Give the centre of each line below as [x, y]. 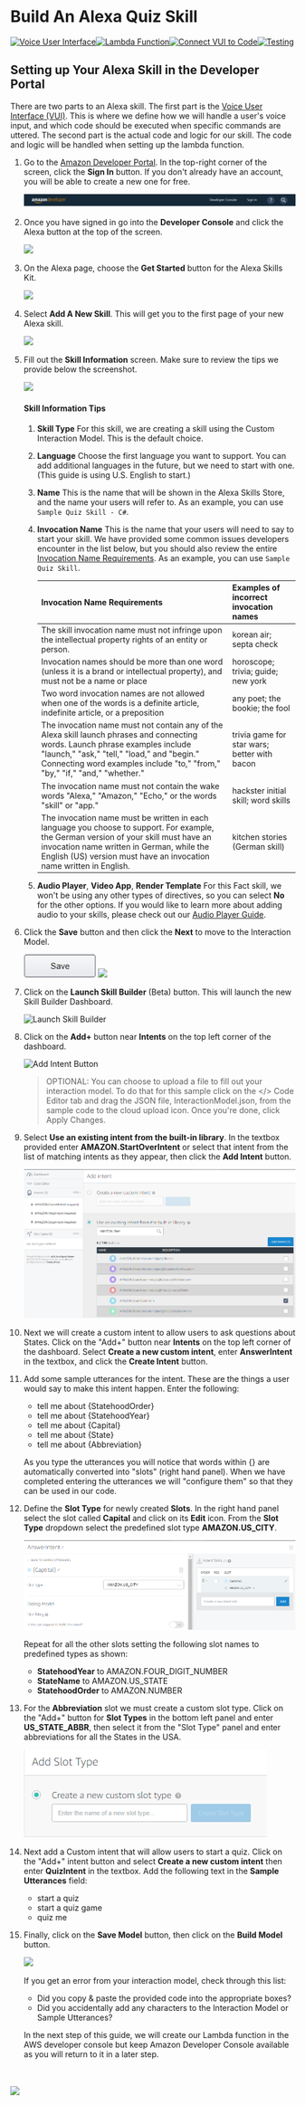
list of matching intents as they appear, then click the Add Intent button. [157, 1157]
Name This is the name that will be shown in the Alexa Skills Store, [161, 492]
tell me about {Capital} [79, 1425]
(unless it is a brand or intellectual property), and [132, 671]
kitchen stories [260, 837]
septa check [255, 644]
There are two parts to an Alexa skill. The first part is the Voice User [137, 106]
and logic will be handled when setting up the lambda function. [128, 144]
